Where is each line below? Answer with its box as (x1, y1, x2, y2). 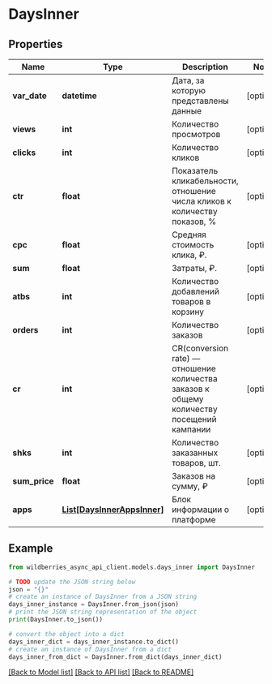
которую (171, 85, 206, 96)
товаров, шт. (171, 458, 221, 468)
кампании (171, 424, 211, 435)
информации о (171, 504, 229, 515)
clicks (12, 147, 36, 158)
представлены (171, 95, 229, 106)
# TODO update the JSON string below (8, 578, 136, 586)
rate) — (171, 353, 201, 364)
